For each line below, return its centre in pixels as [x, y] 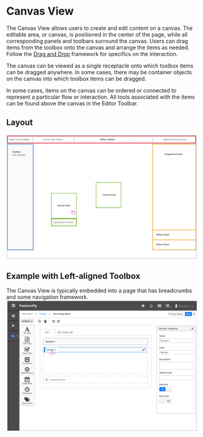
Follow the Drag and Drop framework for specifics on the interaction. [92, 54]
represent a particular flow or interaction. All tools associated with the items [101, 97]
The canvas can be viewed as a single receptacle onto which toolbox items [100, 66]
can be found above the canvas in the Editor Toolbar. [72, 103]
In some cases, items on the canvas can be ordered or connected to [92, 90]
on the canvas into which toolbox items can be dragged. [76, 79]
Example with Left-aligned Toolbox [73, 276]
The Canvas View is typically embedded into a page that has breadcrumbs [99, 291]
